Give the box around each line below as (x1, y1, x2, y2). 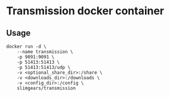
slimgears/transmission (17, 85, 76, 91)
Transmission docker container (6, 4, 165, 18)
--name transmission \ (17, 49, 73, 55)
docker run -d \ (6, 43, 47, 49)
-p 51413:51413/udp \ (17, 64, 70, 70)
